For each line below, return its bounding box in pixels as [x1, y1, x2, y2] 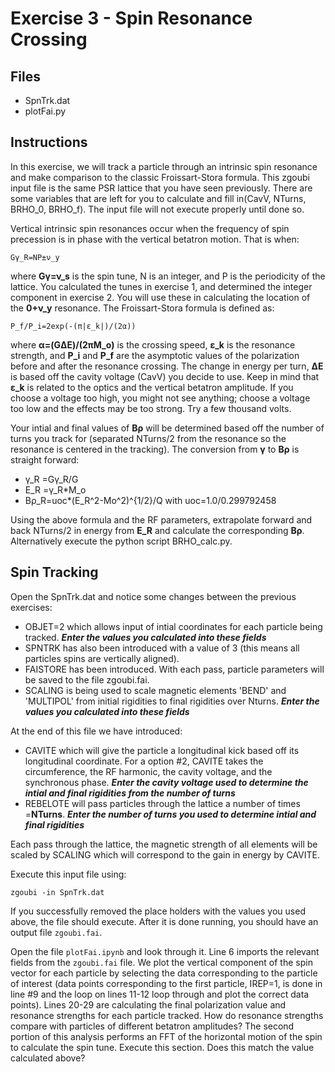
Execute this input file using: [10, 868, 127, 880]
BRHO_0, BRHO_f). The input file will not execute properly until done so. [10, 203, 305, 215]
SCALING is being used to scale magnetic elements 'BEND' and [24, 684, 287, 696]
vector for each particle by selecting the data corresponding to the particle [10, 967, 318, 979]
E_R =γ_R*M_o [24, 483, 87, 496]
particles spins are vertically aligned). [24, 652, 180, 664]
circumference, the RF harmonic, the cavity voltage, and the [24, 765, 273, 777]
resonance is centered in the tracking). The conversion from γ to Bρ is [10, 443, 300, 455]
